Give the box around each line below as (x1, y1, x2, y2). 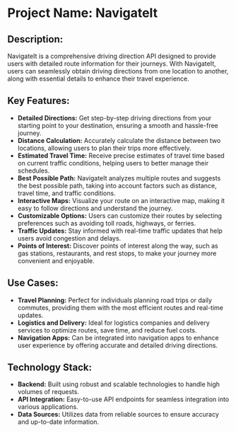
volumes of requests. (17, 388, 80, 396)
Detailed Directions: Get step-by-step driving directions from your (17, 113, 212, 122)
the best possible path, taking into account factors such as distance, (17, 181, 217, 190)
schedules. (17, 166, 50, 175)
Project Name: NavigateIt (7, 5, 158, 21)
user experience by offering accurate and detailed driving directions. (17, 341, 218, 350)
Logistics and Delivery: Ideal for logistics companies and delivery (17, 318, 210, 327)
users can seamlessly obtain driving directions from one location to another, (7, 67, 229, 75)
